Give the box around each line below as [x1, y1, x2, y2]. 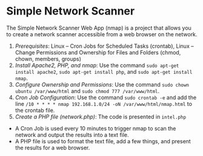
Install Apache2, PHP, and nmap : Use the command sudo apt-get [15, 62, 179, 69]
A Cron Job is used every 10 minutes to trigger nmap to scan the [15, 125, 176, 132]
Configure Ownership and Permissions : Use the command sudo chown [15, 80, 190, 88]
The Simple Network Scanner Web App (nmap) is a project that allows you [6, 24, 192, 31]
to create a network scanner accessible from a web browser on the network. [6, 30, 198, 37]
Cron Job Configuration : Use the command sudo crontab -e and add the [15, 94, 197, 101]
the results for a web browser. [15, 144, 90, 151]
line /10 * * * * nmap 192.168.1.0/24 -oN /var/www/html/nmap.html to [15, 100, 193, 107]
